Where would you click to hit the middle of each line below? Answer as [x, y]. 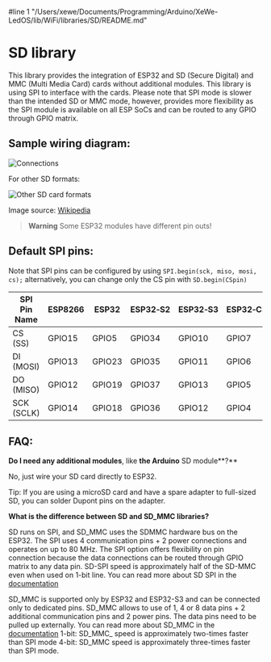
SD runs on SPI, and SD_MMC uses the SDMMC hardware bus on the [123, 532]
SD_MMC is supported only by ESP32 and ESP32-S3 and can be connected [134, 599]
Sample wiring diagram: [69, 143]
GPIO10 [193, 338]
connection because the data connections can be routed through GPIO [126, 558]
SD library [42, 53]
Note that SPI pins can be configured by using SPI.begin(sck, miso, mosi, [133, 271]
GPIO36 [146, 407]
